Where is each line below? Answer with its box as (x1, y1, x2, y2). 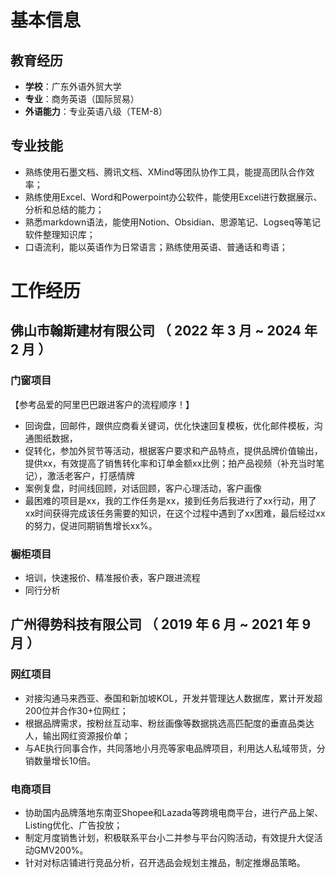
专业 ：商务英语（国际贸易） (24, 93, 140, 105)
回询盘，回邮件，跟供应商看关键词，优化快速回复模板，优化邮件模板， (24, 419, 315, 431)
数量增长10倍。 (33, 754, 97, 766)
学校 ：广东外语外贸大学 (24, 81, 122, 92)
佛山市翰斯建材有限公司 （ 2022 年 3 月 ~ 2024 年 (10, 322, 318, 340)
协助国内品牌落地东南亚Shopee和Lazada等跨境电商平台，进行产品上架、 (24, 806, 324, 818)
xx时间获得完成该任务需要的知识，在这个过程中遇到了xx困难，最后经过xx (24, 507, 326, 519)
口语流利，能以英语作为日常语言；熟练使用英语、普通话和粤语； (24, 241, 288, 253)
